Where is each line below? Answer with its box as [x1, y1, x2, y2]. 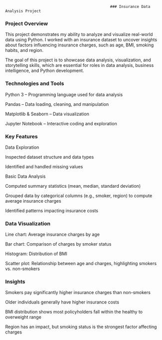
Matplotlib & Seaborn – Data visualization [5, 111, 90, 117]
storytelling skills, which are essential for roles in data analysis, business [5, 62, 154, 68]
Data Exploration [5, 144, 39, 150]
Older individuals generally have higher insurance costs [5, 299, 120, 305]
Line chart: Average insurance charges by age [5, 232, 100, 238]
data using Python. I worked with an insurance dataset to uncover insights [5, 37, 158, 43]
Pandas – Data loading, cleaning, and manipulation [5, 101, 109, 107]
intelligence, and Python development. [5, 67, 84, 74]
